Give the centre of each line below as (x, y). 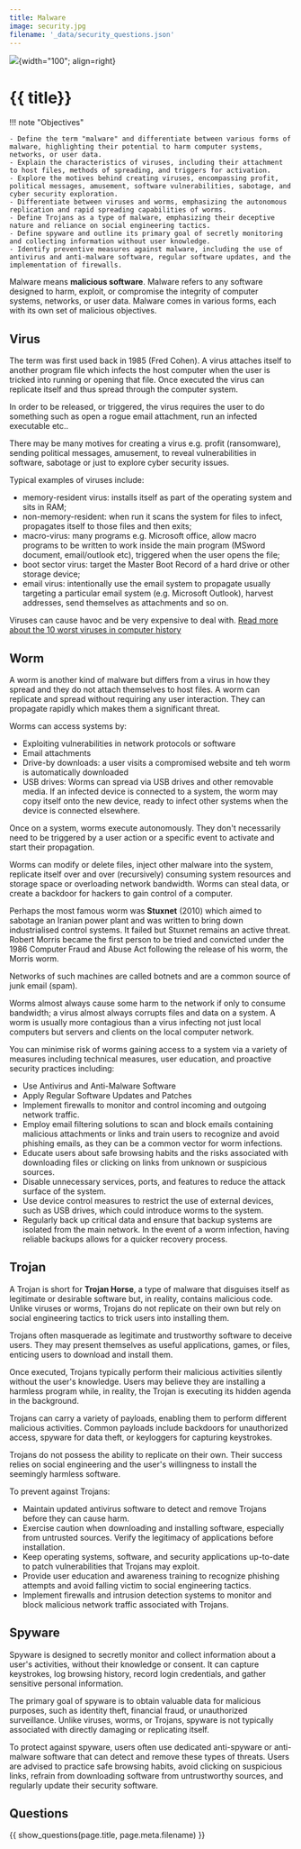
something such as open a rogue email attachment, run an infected (133, 416)
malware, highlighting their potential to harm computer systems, (136, 147)
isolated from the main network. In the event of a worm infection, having (156, 1229)
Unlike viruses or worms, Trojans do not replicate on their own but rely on (145, 1308)
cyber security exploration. (64, 195)
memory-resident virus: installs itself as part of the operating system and (157, 497)
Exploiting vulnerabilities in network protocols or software (129, 743)
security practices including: (62, 1068)
